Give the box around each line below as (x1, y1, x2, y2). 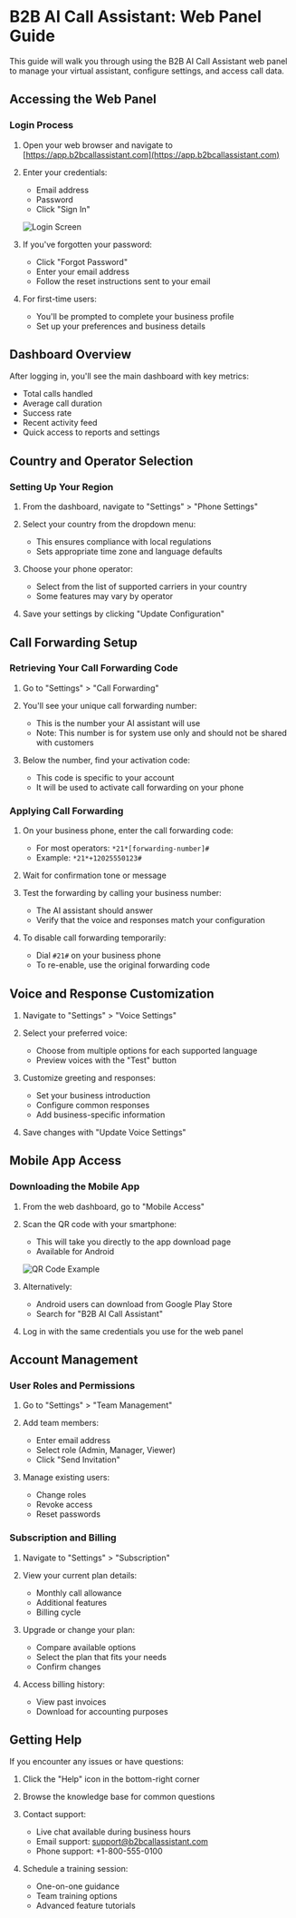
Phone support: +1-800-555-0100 (35, 1845, 163, 1857)
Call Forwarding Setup (9, 634, 138, 650)
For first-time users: (22, 293, 97, 304)
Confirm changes (35, 1661, 101, 1672)
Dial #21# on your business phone (35, 950, 161, 961)
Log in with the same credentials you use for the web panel (22, 1325, 243, 1336)
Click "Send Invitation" (35, 1454, 120, 1465)
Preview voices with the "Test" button (35, 1055, 177, 1066)
